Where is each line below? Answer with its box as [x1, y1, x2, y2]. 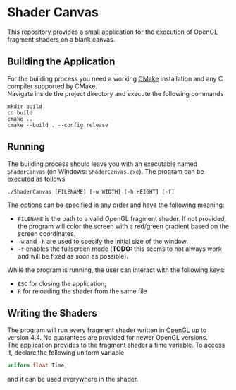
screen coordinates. [17, 229, 76, 237]
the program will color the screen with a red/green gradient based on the [17, 222, 229, 230]
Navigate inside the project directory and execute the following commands [7, 89, 224, 97]
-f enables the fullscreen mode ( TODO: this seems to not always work [17, 244, 222, 253]
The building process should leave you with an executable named [7, 160, 198, 168]
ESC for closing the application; [17, 279, 107, 288]
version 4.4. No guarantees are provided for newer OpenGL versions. [7, 333, 208, 342]
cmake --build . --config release [7, 122, 109, 129]
